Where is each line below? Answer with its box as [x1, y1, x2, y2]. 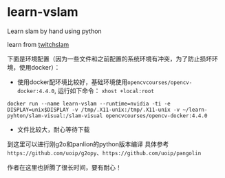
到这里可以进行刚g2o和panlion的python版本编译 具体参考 [7, 139, 169, 148]
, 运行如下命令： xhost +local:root [54, 86, 155, 95]
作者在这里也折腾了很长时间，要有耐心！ [7, 163, 122, 171]
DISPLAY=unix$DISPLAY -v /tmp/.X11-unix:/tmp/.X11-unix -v [7, 106, 180, 113]
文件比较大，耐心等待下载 [17, 125, 90, 133]
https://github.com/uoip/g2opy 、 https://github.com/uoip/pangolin [7, 148, 202, 157]
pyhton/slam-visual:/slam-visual [7, 112, 103, 119]
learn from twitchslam [7, 40, 69, 48]
